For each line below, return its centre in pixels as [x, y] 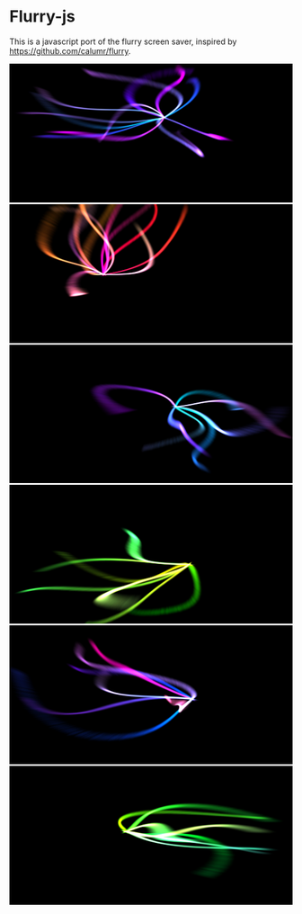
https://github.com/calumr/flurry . [70, 50]
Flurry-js [43, 17]
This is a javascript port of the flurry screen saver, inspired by [123, 41]
